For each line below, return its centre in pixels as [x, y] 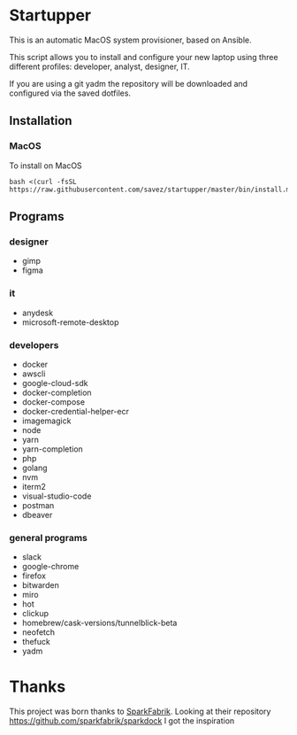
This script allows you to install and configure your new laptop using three [144, 57]
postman [38, 505]
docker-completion [57, 392]
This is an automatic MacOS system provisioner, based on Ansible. [130, 40]
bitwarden [40, 585]
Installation [41, 121]
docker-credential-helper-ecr [76, 411]
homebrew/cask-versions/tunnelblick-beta [99, 623]
